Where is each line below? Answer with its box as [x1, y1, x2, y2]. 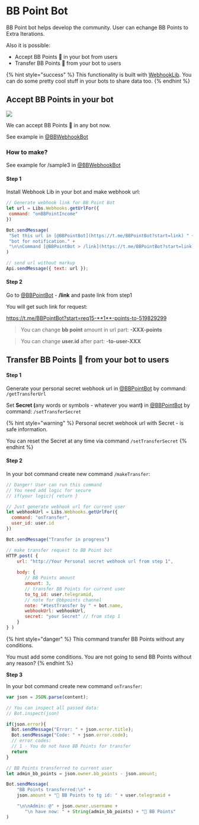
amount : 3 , [24, 581, 52, 586]
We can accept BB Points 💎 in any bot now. [6, 121, 111, 128]
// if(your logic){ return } [6, 493, 78, 499]
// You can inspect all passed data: [6, 705, 99, 711]
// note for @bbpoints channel [24, 597, 102, 603]
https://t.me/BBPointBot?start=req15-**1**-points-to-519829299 [6, 315, 167, 322]
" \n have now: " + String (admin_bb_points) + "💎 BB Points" [24, 808, 176, 814]
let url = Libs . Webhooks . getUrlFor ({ [6, 205, 99, 212]
